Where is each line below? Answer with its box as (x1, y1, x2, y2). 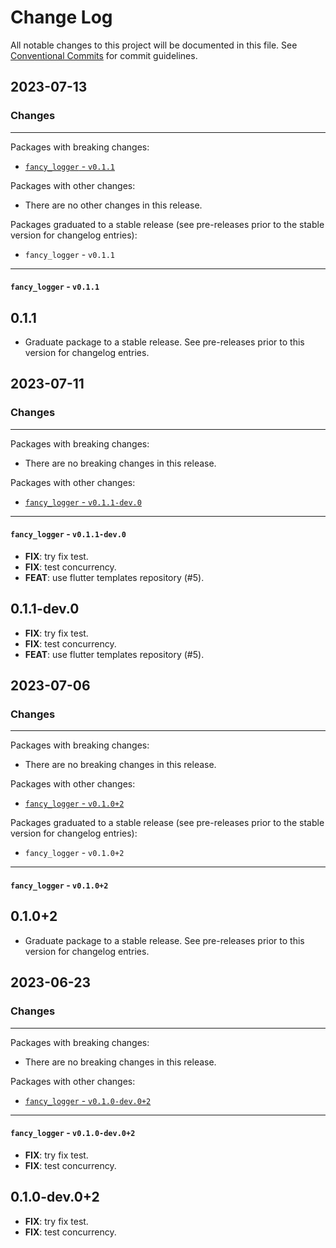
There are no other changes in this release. (24, 199, 203, 211)
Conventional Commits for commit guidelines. (10, 49, 198, 61)
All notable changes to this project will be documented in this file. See (10, 39, 298, 51)
